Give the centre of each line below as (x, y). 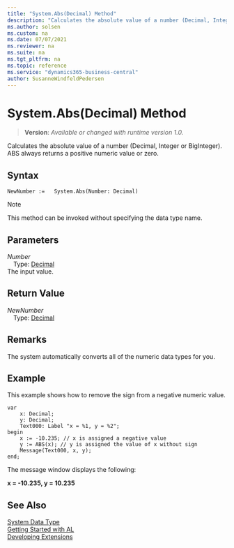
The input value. (30, 271)
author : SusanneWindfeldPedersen (56, 79)
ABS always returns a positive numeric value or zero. (83, 154)
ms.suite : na (26, 53)
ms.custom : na (28, 33)
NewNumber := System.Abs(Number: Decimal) (73, 192)
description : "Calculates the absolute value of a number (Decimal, (109, 20)
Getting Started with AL (41, 530)
